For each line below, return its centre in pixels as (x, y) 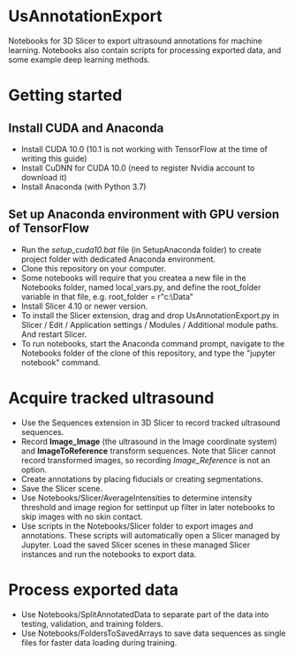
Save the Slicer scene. (62, 488)
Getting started (65, 95)
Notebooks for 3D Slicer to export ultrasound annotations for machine (135, 41)
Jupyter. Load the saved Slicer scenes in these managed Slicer (136, 545)
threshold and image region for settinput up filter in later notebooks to (148, 507)
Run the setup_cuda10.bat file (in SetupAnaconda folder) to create (141, 249)
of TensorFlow (49, 229)
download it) (44, 177)
